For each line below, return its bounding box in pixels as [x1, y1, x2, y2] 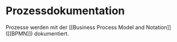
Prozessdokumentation [5, 4, 125, 18]
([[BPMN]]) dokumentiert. [5, 30, 69, 37]
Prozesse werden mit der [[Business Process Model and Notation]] [5, 24, 172, 31]
